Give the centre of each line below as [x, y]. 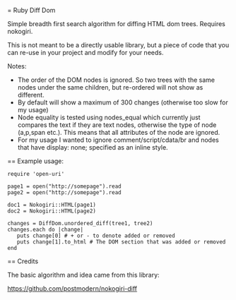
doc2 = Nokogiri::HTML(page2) [52, 211]
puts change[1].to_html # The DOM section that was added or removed [121, 242]
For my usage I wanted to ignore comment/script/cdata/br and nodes [118, 140]
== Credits [23, 261]
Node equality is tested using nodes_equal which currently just [109, 117]
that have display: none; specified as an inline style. [93, 147]
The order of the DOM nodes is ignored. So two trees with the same [116, 80]
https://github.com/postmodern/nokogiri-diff [72, 288]
